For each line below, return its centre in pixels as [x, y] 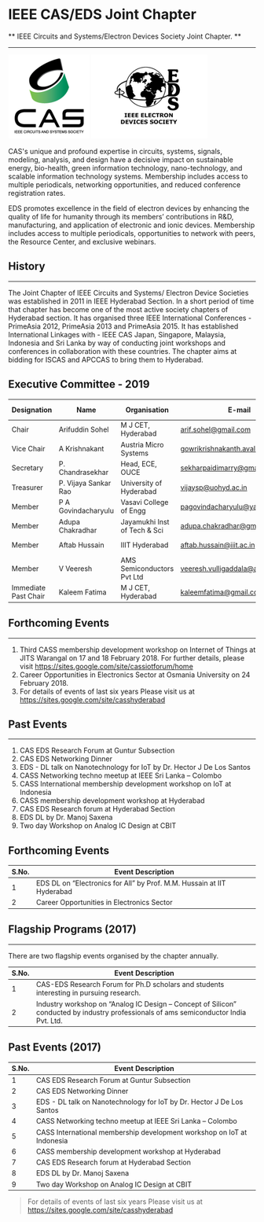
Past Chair [28, 596]
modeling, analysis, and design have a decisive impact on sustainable [121, 160]
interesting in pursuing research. [88, 993]
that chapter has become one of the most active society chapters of [118, 309]
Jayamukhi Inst [145, 521]
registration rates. [37, 193]
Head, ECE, [139, 464]
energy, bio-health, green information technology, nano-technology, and [125, 167]
